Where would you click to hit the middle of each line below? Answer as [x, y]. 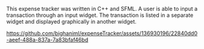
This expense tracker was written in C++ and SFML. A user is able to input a [102, 9]
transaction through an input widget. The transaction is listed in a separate [100, 15]
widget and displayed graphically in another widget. [71, 21]
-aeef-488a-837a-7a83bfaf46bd [47, 40]
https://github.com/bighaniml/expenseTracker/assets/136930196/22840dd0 [102, 33]
